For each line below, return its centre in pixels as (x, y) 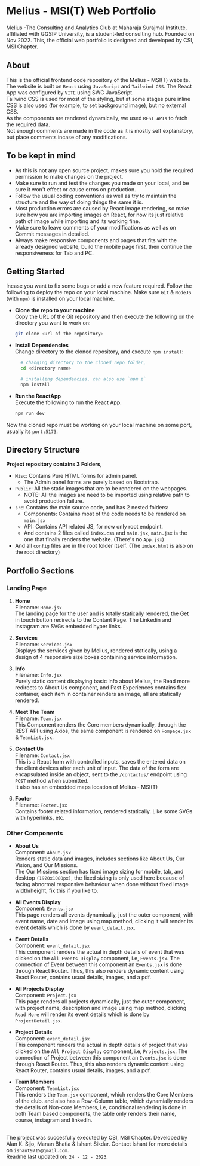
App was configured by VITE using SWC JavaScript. (70, 92)
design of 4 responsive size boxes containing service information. (96, 657)
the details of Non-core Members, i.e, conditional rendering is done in (101, 1107)
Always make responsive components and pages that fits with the (96, 240)
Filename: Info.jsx (38, 675)
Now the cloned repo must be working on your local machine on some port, (99, 425)
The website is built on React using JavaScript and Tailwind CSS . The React (99, 86)
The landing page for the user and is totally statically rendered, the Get (102, 613)
